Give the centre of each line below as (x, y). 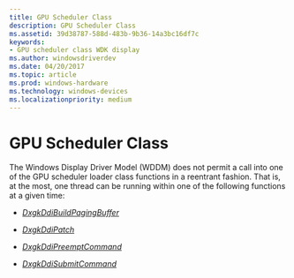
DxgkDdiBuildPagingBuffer (70, 213)
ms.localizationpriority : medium (71, 99)
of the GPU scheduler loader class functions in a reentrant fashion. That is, (145, 177)
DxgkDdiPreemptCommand (72, 247)
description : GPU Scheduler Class (73, 26)
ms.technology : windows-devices (68, 91)
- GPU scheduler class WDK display (75, 50)
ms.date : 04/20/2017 (47, 67)
